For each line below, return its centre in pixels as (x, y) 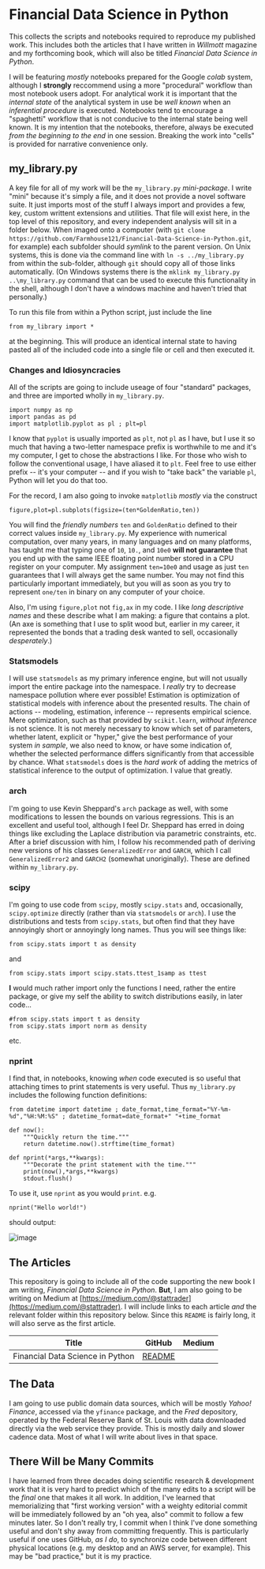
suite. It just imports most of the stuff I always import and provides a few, (127, 204)
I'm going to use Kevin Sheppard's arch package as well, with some (119, 808)
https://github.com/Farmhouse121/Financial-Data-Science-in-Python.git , (130, 238)
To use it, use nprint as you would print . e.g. (83, 1193)
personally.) (28, 297)
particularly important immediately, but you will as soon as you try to (120, 584)
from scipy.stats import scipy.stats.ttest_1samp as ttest (108, 973)
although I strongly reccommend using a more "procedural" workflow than (131, 85)
